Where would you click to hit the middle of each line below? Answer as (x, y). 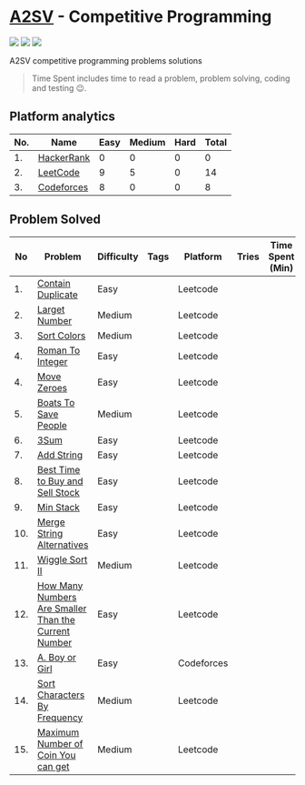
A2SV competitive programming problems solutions (106, 60)
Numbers (57, 597)
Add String (60, 455)
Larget (51, 309)
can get (54, 766)
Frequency (60, 718)
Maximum (59, 732)
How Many (60, 586)
